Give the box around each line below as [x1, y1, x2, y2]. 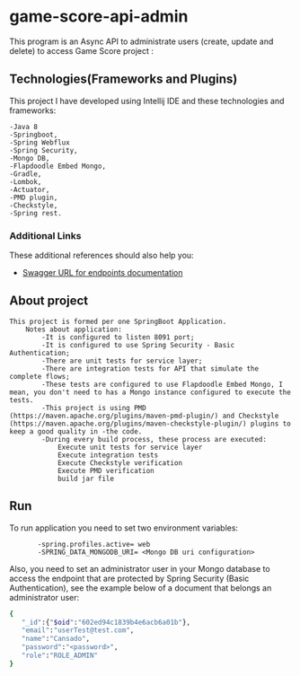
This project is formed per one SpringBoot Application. [9, 317, 227, 326]
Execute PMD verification [57, 466, 154, 475]
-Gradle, [9, 169, 42, 179]
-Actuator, [9, 185, 50, 194]
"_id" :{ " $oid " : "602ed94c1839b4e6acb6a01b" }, [21, 618, 191, 627]
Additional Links [9, 229, 82, 241]
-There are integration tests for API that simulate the [41, 364, 259, 373]
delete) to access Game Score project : [9, 45, 154, 56]
